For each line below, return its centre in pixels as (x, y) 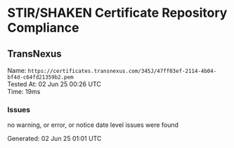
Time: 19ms (24, 92)
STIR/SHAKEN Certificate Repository (117, 13)
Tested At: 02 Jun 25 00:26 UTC (54, 84)
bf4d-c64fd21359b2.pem (40, 77)
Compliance (43, 28)
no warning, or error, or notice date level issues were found (93, 125)
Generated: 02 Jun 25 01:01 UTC (54, 139)
